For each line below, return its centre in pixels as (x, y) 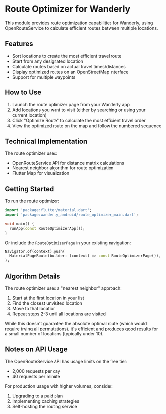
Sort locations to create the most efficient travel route (67, 56)
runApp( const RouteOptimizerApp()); (47, 228)
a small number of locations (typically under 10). (54, 334)
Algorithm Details (33, 276)
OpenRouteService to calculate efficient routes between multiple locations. (82, 28)
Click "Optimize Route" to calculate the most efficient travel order (79, 120)
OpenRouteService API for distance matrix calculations (68, 163)
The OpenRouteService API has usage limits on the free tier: (66, 361)
